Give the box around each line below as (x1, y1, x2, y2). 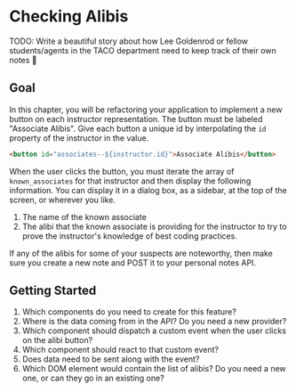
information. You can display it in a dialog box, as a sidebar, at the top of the (9, 184, 287, 195)
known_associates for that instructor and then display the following (9, 176, 252, 186)
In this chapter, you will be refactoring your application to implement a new (9, 104, 283, 115)
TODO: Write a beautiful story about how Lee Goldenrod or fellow (9, 36, 249, 46)
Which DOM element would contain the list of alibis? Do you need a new (21, 363, 286, 374)
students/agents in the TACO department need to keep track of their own (9, 45, 277, 55)
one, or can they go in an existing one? (21, 372, 164, 384)
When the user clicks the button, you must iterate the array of (9, 166, 235, 176)
